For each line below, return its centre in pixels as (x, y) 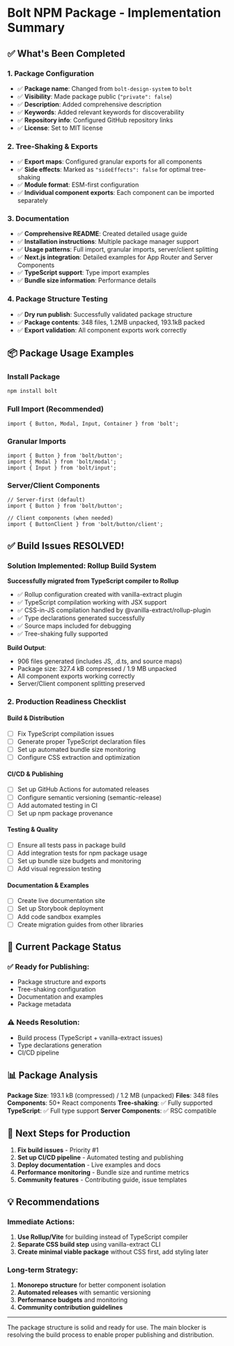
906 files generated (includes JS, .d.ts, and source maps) (100, 661)
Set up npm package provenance (65, 813)
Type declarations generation (60, 1045)
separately (32, 201)
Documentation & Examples (48, 885)
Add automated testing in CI (57, 805)
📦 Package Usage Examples (71, 353)
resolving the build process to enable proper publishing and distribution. (111, 1335)
